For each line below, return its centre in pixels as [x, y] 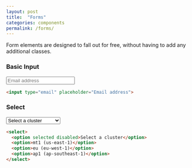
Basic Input [23, 67]
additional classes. [29, 52]
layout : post [22, 12]
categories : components [36, 23]
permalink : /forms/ [30, 28]
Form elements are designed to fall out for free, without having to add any [96, 45]
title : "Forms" [26, 17]
